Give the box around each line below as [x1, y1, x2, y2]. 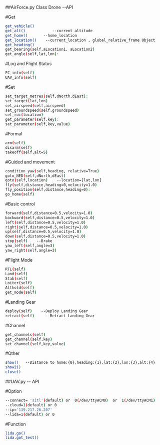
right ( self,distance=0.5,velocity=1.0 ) [5, 225, 88, 230]
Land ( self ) [5, 271, 28, 276]
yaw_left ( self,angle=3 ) [5, 243, 55, 248]
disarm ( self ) [5, 145, 32, 150]
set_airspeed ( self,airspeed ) [5, 103, 66, 108]
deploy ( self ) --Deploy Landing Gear [5, 309, 88, 314]
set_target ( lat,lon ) [5, 98, 48, 103]
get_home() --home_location [5, 33, 77, 38]
